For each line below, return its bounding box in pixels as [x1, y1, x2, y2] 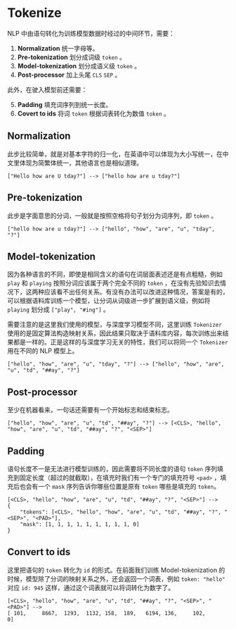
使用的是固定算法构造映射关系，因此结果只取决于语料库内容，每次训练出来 [7, 329, 223, 337]
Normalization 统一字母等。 [17, 44, 99, 52]
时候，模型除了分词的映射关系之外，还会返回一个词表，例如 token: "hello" [7, 574, 226, 583]
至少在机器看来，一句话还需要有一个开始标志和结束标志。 [7, 406, 173, 414]
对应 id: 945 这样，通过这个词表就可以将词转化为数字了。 [7, 583, 174, 592]
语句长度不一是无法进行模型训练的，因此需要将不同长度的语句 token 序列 [7, 465, 218, 473]
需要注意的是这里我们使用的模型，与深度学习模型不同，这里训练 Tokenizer [7, 320, 223, 329]
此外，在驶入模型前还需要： [7, 85, 88, 94]
